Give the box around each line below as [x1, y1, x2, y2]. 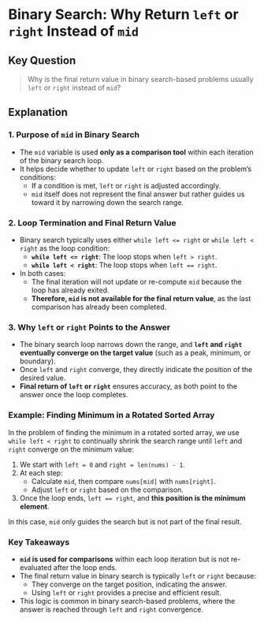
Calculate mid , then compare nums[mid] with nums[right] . [31, 476, 217, 486]
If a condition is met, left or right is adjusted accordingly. [31, 181, 221, 190]
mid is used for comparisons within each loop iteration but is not [19, 554, 230, 564]
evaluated [19, 562, 53, 572]
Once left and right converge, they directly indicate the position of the [19, 365, 253, 374]
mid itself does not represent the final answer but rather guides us [31, 189, 245, 199]
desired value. [19, 373, 66, 383]
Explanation [8, 106, 69, 119]
